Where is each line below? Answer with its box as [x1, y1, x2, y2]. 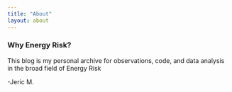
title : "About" [7, 10, 53, 18]
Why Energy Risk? [7, 40, 72, 50]
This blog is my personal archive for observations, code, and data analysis [7, 56, 225, 64]
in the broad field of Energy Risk [7, 64, 101, 72]
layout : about [7, 17, 50, 24]
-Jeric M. [7, 77, 34, 86]
